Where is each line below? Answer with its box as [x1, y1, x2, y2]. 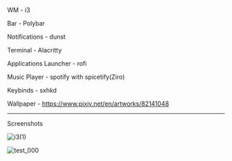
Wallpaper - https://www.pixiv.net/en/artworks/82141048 [7, 100, 169, 108]
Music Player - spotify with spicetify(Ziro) [7, 73, 126, 81]
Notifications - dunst [7, 32, 66, 41]
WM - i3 [7, 6, 30, 14]
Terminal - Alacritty [7, 46, 62, 54]
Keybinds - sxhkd [7, 86, 57, 94]
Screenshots [7, 120, 43, 127]
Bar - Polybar [7, 19, 46, 27]
